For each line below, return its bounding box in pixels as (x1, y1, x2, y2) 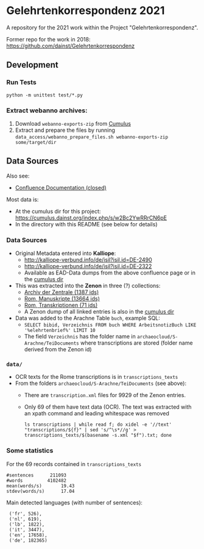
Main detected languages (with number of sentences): (6, 498, 143, 506)
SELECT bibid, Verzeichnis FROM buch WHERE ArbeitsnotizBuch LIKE (24, 322, 197, 328)
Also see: (6, 172, 30, 179)
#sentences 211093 (6, 472, 67, 478)
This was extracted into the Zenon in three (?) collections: (15, 282, 161, 290)
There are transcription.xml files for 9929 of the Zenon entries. (24, 392, 186, 399)
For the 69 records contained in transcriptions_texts (6, 460, 142, 467)
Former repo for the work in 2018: (6, 35, 91, 43)
